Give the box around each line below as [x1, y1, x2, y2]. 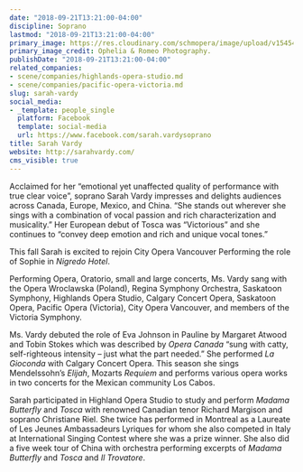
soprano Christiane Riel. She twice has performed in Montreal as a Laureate [9, 413, 291, 424]
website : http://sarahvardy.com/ [9, 147, 135, 156]
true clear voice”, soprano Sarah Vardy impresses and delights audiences [9, 190, 282, 201]
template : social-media [17, 123, 106, 132]
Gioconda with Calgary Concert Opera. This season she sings [9, 357, 239, 368]
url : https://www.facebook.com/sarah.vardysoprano [17, 131, 212, 140]
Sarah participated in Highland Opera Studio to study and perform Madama [9, 394, 290, 405]
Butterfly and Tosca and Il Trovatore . [9, 452, 146, 463]
